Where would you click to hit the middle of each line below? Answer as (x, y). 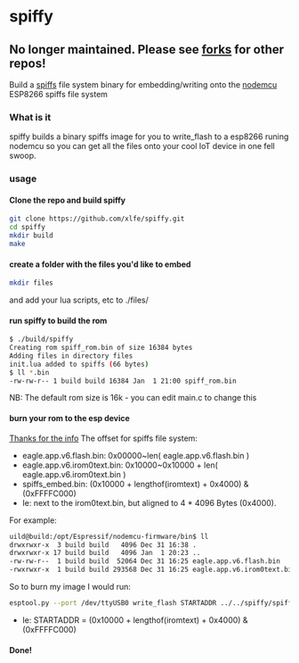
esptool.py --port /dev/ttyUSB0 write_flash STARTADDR (113, 603)
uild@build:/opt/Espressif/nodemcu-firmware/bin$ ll (109, 536)
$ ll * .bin (29, 372)
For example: (33, 520)
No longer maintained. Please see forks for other (147, 50)
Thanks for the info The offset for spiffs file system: (104, 438)
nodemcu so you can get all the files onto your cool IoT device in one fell (142, 146)
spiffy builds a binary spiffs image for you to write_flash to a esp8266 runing (149, 137)
